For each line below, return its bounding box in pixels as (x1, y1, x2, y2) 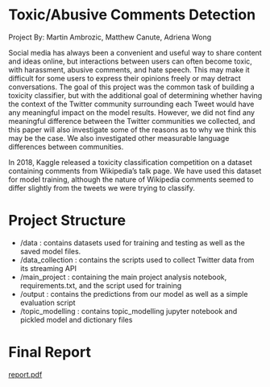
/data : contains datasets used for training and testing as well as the (19, 237, 246, 247)
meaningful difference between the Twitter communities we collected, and (8, 116, 255, 126)
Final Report (8, 344, 91, 361)
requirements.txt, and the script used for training (19, 280, 182, 290)
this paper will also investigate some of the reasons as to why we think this (8, 125, 256, 134)
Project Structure (8, 212, 127, 230)
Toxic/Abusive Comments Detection (8, 6, 256, 24)
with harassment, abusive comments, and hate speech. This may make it (8, 64, 250, 74)
